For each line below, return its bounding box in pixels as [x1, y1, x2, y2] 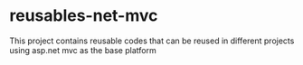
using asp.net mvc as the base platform [9, 44, 156, 55]
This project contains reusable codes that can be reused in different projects [9, 35, 295, 46]
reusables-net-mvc [9, 5, 158, 26]
